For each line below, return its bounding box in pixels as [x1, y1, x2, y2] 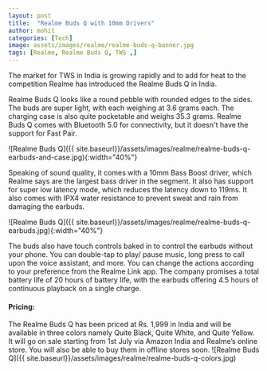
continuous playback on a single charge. [8, 284, 142, 293]
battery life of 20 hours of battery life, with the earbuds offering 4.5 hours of [8, 275, 259, 284]
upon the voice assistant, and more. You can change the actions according [8, 259, 254, 267]
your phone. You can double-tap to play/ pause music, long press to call [8, 250, 245, 259]
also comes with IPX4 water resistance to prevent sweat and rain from [8, 193, 239, 203]
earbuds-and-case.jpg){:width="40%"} [8, 152, 138, 162]
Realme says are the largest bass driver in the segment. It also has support [8, 176, 253, 186]
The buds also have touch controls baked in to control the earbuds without [8, 241, 253, 251]
